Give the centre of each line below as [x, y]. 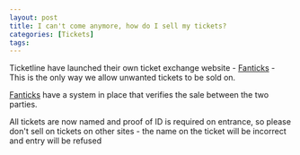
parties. [23, 105]
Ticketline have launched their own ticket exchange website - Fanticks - [142, 68]
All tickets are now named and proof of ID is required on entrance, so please [150, 122]
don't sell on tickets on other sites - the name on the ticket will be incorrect [148, 132]
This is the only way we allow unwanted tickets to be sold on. [123, 78]
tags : [19, 43]
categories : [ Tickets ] [52, 34]
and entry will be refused [55, 141]
